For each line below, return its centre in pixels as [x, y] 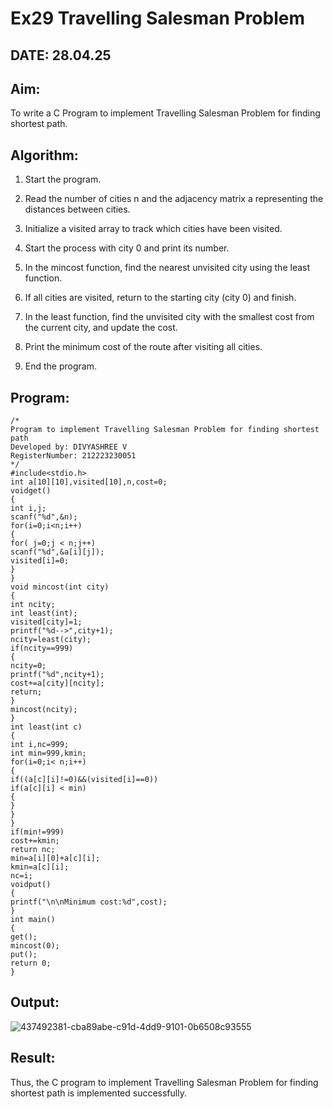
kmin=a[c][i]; [40, 867]
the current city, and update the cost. [101, 328]
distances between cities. [77, 209]
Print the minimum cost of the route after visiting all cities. [143, 347]
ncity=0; [28, 666]
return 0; [31, 963]
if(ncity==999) [42, 648]
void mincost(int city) [60, 587]
